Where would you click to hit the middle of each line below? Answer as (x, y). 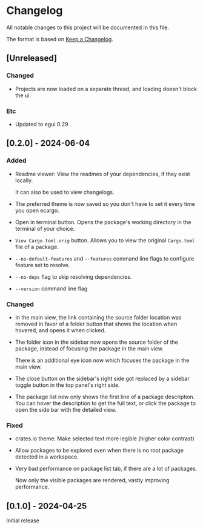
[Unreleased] (32, 58)
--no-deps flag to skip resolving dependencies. (73, 276)
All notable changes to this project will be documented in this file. (88, 27)
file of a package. (37, 247)
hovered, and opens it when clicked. (60, 330)
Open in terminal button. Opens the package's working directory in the (103, 222)
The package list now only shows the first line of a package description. (105, 397)
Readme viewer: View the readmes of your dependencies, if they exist (102, 174)
